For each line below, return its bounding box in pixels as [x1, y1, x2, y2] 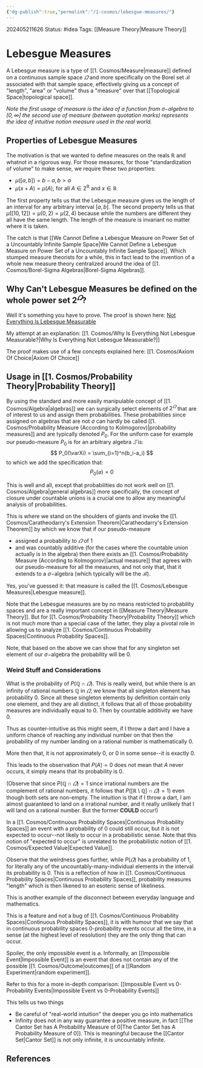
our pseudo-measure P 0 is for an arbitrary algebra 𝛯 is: [6, 439, 144, 447]
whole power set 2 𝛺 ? [6, 293, 87, 306]
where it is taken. [6, 222, 50, 230]
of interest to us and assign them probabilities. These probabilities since [6, 411, 186, 419]
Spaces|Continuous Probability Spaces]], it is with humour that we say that [6, 918, 193, 926]
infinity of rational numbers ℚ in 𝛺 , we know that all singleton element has [6, 687, 191, 694]
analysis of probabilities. [6, 500, 67, 508]
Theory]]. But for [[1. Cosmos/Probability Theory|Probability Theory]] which [6, 613, 196, 620]
